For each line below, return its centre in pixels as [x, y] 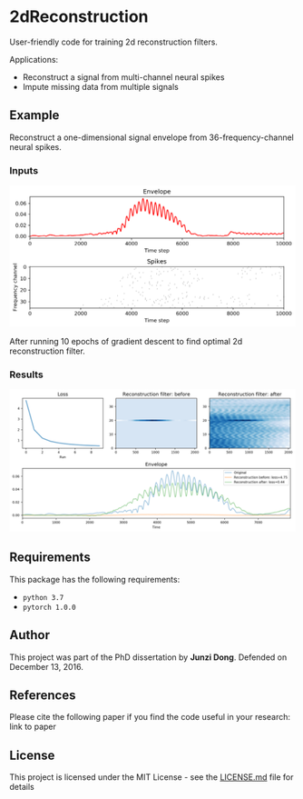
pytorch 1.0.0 [49, 607]
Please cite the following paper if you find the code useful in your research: [150, 717]
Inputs [24, 170]
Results [26, 375]
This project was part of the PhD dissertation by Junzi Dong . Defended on [148, 657]
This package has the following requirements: [95, 579]
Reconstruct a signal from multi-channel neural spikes [123, 77]
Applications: [34, 59]
